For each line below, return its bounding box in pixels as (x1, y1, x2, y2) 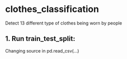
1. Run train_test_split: (5, 34, 75, 43)
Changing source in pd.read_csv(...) (5, 47, 79, 53)
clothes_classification (5, 3, 99, 15)
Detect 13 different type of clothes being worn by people (5, 20, 122, 26)
